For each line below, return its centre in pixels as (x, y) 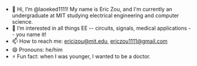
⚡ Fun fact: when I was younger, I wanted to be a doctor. (81, 56)
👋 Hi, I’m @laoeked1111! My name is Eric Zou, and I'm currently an (92, 9)
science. (22, 22)
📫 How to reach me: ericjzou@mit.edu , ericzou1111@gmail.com (90, 41)
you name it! (31, 34)
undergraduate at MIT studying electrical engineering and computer (95, 15)
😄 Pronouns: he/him (37, 50)
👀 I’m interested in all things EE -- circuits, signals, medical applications (99, 28)
